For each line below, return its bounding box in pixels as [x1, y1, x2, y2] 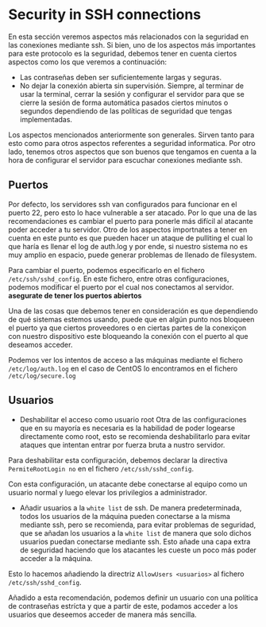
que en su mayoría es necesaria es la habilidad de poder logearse [19, 423, 236, 433]
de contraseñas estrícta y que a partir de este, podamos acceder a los [8, 601, 238, 610]
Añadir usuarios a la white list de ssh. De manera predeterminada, [19, 502, 242, 513]
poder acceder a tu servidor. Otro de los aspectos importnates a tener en [8, 225, 248, 234]
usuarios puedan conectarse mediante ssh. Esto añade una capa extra [19, 537, 251, 546]
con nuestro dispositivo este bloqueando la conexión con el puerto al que [8, 331, 249, 340]
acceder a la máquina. [19, 553, 93, 563]
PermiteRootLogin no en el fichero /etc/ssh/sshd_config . [8, 464, 195, 473]
